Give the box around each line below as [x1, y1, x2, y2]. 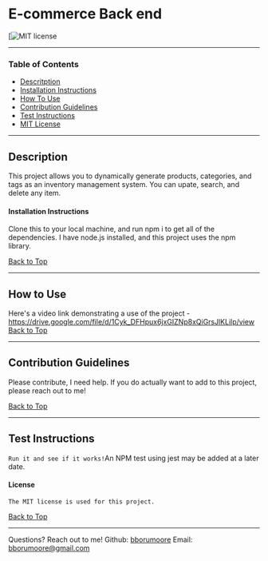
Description [8, 149, 68, 164]
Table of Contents [8, 58, 80, 70]
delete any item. [8, 189, 61, 198]
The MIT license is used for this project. [8, 497, 156, 506]
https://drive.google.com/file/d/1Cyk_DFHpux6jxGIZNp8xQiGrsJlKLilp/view [8, 317, 255, 327]
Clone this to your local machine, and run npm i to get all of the [8, 225, 215, 234]
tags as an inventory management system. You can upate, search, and [8, 180, 240, 189]
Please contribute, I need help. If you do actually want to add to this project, [8, 377, 258, 387]
